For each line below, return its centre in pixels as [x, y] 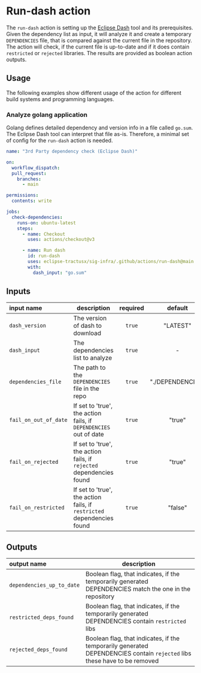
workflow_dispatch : [36, 168]
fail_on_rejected [34, 462]
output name [28, 564]
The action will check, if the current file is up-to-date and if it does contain [98, 47]
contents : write [32, 201]
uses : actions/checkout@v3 [61, 240]
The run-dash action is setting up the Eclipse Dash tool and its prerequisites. [100, 28]
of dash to [87, 326]
